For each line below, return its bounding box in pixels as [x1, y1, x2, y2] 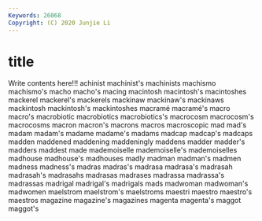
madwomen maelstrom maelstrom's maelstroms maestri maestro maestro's [8, 187, 253, 197]
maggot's [8, 204, 39, 213]
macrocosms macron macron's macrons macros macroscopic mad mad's [8, 120, 247, 130]
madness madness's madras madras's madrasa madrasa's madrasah [8, 162, 234, 171]
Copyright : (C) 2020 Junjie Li [8, 19, 111, 27]
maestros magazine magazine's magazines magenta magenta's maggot [8, 196, 242, 205]
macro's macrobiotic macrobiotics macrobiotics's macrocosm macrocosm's [8, 112, 254, 122]
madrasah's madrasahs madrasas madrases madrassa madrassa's [8, 171, 225, 180]
